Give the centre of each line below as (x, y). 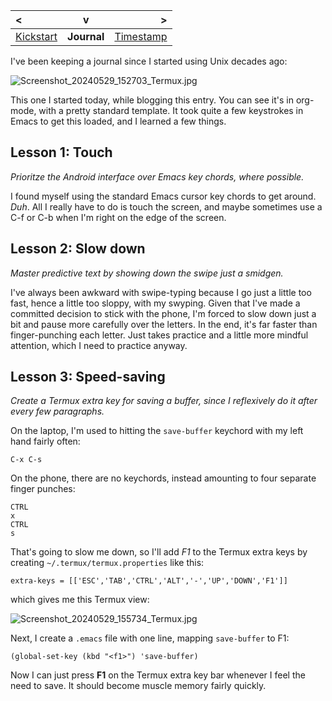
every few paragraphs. (57, 411)
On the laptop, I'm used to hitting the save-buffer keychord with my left (157, 431)
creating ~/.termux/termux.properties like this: (107, 563)
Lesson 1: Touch (61, 152)
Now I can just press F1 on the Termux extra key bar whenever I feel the (158, 675)
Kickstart (36, 36)
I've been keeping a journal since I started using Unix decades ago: (149, 61)
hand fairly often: (45, 441)
